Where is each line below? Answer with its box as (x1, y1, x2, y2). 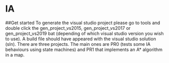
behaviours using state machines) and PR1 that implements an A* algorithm (5, 46, 163, 52)
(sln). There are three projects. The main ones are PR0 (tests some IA (5, 41, 151, 47)
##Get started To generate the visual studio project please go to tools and (5, 20, 160, 26)
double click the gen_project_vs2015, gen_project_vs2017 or (5, 25, 131, 31)
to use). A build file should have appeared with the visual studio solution (5, 36, 156, 42)
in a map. (5, 51, 25, 58)
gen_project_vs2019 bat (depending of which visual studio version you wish (5, 30, 164, 36)
